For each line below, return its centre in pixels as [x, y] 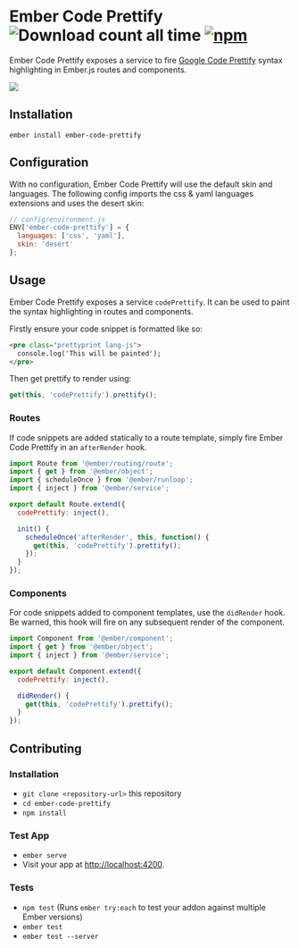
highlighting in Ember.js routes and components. [98, 70]
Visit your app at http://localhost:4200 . [93, 865]
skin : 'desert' [46, 244]
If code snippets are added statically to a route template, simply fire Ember [146, 437]
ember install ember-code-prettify [75, 135]
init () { [33, 529]
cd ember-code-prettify [66, 803]
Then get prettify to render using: [71, 379]
